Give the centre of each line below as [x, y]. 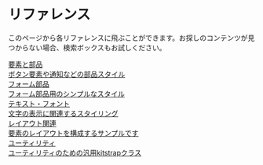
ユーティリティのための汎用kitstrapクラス [75, 152]
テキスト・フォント [39, 103]
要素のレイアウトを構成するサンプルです [73, 133]
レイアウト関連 [32, 123]
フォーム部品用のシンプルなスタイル [67, 93]
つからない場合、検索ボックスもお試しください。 [87, 47]
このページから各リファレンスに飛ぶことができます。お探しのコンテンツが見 [131, 38]
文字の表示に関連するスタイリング [63, 113]
